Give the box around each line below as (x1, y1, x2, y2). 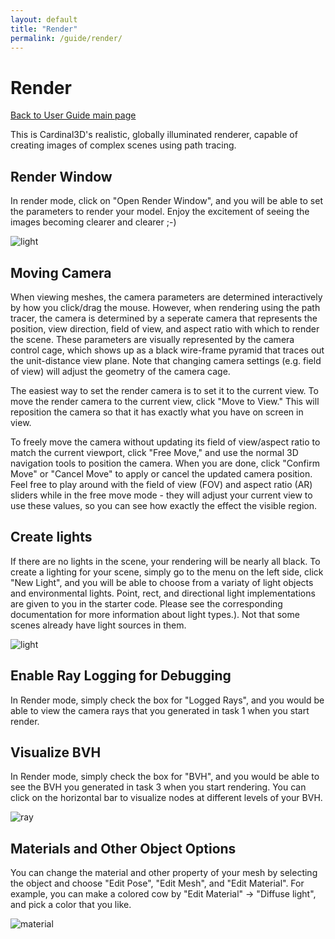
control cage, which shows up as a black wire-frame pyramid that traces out (10, 344, 325, 356)
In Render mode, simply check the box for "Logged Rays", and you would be (10, 694, 325, 706)
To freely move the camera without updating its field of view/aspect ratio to (10, 436, 321, 448)
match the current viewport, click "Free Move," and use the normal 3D (10, 446, 299, 458)
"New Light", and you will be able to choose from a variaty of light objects (10, 576, 314, 588)
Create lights (10, 529, 93, 546)
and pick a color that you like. (10, 899, 132, 911)
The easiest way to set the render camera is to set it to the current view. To (10, 384, 319, 396)
